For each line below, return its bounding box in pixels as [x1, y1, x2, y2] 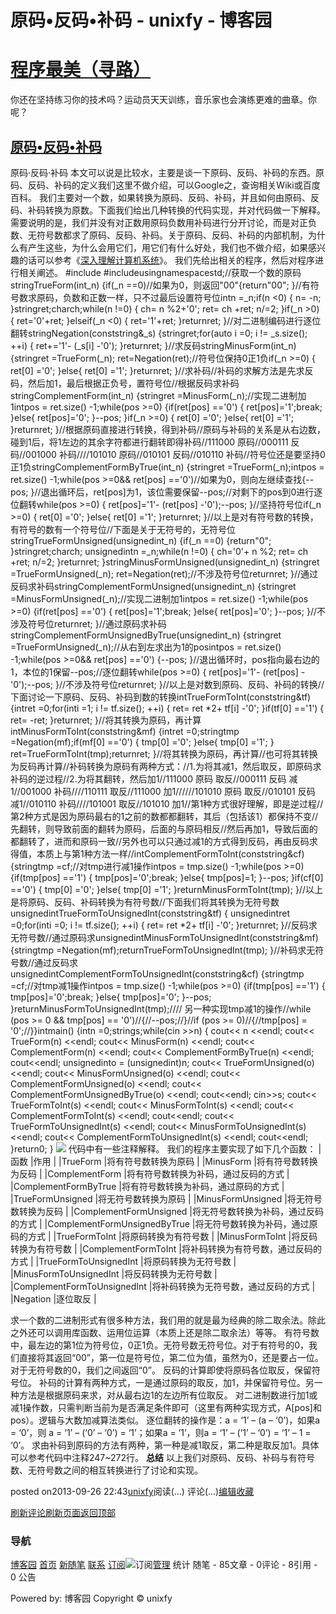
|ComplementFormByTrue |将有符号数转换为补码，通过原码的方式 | [10, 1180, 285, 1192]
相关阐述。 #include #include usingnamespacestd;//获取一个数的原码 [18, 266, 302, 278]
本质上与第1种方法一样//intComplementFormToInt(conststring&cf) [36, 847, 305, 860]
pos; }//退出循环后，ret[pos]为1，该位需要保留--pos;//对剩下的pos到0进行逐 [10, 486, 323, 498]
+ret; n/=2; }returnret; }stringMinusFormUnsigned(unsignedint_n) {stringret [10, 556, 320, 568]
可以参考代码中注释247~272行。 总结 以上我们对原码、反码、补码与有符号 [10, 1451, 315, 1463]
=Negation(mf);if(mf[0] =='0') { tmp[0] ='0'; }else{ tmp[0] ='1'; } [10, 736, 275, 748]
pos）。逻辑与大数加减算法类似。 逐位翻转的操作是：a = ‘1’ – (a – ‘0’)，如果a [10, 1414, 321, 1426]
